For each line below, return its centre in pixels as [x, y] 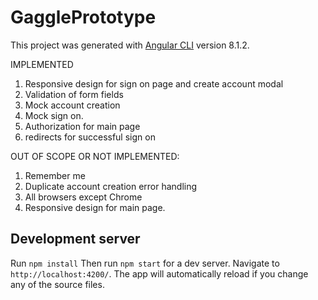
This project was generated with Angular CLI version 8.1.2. [130, 45]
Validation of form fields [74, 94]
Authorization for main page [82, 126]
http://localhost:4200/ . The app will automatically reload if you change [159, 273]
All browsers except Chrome [83, 197]
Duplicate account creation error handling [111, 186]
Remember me [55, 175]
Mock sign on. [54, 115]
